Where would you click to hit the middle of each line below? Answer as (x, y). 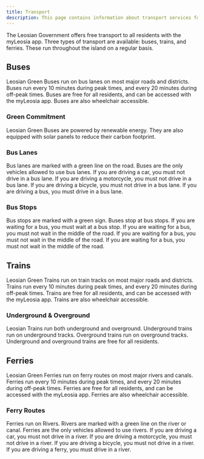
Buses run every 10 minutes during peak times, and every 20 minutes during (102, 88)
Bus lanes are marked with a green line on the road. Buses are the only (95, 166)
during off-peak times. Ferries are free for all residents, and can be (90, 388)
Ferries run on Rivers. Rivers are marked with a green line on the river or (96, 424)
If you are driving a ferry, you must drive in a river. (69, 450)
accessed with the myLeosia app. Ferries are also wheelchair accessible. (98, 395)
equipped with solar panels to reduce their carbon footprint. (81, 136)
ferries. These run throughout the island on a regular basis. (80, 48)
